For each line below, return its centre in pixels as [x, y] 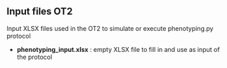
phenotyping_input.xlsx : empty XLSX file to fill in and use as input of [118, 49]
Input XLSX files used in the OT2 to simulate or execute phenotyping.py [110, 28]
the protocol [34, 57]
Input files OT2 [40, 12]
